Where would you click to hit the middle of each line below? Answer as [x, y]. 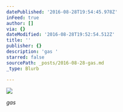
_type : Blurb [23, 68]
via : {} [16, 29]
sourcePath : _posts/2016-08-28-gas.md [55, 63]
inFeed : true [23, 18]
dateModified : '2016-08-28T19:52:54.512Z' [61, 35]
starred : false [25, 57]
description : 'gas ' [32, 52]
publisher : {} [24, 46]
